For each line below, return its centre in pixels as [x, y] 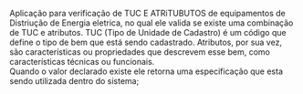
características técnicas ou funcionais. [82, 62]
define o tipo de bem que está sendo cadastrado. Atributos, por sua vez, [146, 42]
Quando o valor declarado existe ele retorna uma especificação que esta [146, 71]
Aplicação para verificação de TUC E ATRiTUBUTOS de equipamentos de [147, 13]
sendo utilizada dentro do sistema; [74, 81]
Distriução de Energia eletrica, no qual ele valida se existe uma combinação [151, 23]
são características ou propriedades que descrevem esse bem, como [140, 52]
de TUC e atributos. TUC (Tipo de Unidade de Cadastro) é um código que [148, 32]
